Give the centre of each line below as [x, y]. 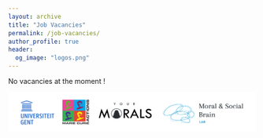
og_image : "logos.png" [52, 58]
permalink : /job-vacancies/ [54, 33]
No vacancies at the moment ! [57, 81]
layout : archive [35, 16]
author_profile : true [44, 42]
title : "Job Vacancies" [47, 25]
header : [21, 50]
